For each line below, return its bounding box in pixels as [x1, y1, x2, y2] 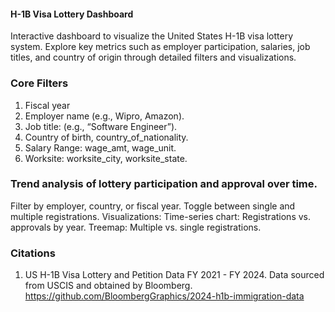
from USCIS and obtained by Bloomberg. [24, 280, 193, 292]
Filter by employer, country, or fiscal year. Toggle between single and [10, 200, 296, 212]
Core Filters [10, 76, 69, 90]
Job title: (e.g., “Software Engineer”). [24, 120, 178, 132]
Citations [10, 246, 56, 260]
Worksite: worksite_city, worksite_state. [24, 152, 188, 164]
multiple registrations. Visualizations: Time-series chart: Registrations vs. [10, 210, 312, 222]
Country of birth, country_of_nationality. [24, 131, 189, 143]
